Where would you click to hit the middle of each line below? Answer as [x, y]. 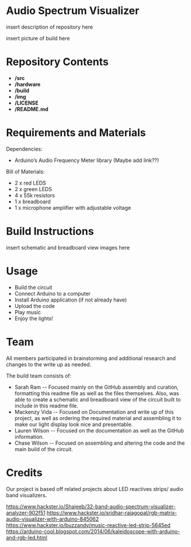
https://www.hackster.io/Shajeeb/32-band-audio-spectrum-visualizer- [91, 506]
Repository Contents [58, 62]
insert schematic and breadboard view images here [68, 247]
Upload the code [35, 306]
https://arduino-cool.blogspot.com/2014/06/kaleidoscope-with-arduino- [93, 531]
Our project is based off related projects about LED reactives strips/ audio [95, 489]
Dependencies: [24, 149]
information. [29, 437]
